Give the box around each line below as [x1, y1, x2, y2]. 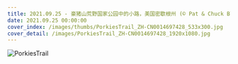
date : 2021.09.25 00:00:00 [7, 17, 87, 24]
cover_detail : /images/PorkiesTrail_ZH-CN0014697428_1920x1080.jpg [7, 30, 211, 37]
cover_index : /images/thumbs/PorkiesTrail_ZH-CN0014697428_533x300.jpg [7, 23, 223, 30]
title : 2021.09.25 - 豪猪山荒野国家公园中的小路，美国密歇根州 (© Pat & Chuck [7, 10, 225, 18]
